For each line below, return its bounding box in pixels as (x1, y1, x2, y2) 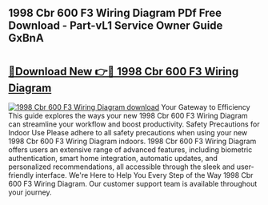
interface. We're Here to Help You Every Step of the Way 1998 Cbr (35, 171, 254, 179)
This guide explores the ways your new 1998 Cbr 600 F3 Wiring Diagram (8, 111, 248, 120)
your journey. (8, 187, 52, 197)
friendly (8, 171, 34, 179)
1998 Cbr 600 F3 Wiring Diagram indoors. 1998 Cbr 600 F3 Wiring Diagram (8, 136, 257, 146)
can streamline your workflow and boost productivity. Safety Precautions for (8, 119, 260, 129)
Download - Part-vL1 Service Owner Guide (8, 19, 223, 33)
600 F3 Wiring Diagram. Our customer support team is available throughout (8, 179, 258, 188)
